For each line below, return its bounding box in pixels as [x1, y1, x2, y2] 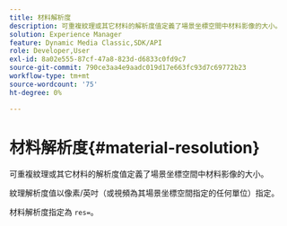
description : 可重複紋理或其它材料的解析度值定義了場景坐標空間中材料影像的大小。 [9, 22, 283, 30]
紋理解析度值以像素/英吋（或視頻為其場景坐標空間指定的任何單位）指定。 [9, 187, 280, 198]
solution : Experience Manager [9, 30, 123, 39]
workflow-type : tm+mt [9, 72, 91, 81]
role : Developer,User [9, 47, 91, 56]
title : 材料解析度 [9, 13, 72, 22]
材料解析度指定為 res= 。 [9, 207, 99, 218]
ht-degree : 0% [9, 88, 63, 97]
